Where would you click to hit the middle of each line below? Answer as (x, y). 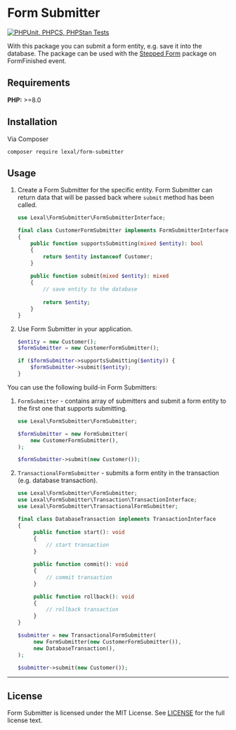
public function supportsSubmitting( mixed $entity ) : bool (117, 244)
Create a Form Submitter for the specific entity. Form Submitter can (115, 190)
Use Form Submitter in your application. (75, 328)
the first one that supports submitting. (72, 408)
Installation (32, 122)
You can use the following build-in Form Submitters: (83, 387)
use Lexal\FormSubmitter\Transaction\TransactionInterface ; (107, 500)
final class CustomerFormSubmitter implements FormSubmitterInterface (123, 231)
